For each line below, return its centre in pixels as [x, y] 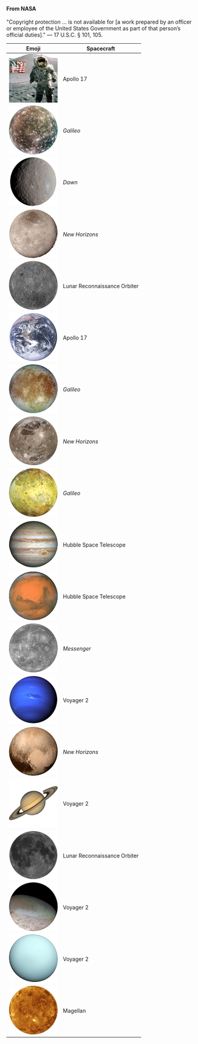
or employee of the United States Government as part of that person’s [94, 29]
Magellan [74, 1011]
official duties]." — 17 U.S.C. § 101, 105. [55, 35]
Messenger [77, 648]
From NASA [21, 9]
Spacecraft [101, 48]
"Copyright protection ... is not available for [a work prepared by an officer [99, 22]
